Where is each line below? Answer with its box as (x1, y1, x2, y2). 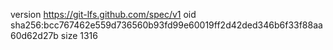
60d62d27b (10, 30, 59, 41)
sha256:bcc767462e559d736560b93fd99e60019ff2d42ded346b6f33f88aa (10, 19, 323, 31)
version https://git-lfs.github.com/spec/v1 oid (10, 9, 197, 20)
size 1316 (60, 30, 98, 41)
